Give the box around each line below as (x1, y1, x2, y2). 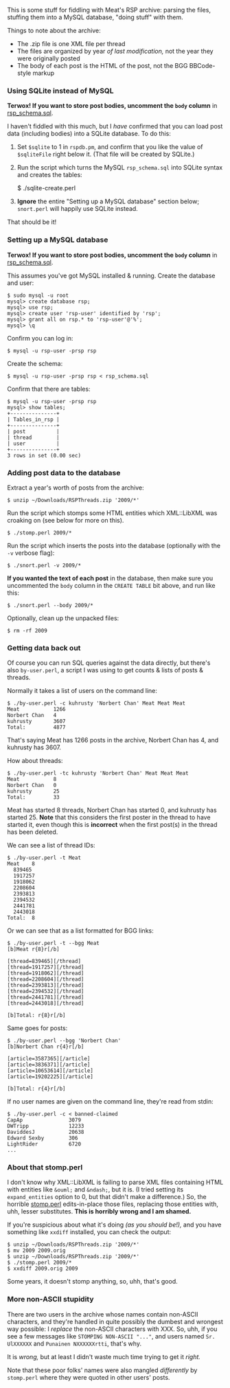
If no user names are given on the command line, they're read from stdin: (7, 1097, 214, 1106)
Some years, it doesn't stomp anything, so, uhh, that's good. (7, 1277, 178, 1286)
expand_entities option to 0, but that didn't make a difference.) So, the (7, 1193, 207, 1201)
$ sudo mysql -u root (7, 292, 69, 299)
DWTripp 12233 (7, 1123, 84, 1130)
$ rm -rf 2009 (7, 627, 48, 634)
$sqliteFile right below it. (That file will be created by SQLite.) (16, 150, 195, 159)
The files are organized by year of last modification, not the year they (16, 47, 214, 55)
